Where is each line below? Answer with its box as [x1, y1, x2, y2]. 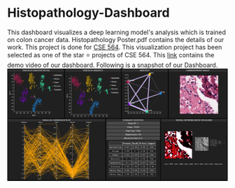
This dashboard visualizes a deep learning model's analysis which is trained [7, 28, 226, 36]
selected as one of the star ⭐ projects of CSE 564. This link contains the [7, 50, 215, 59]
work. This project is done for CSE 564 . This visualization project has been [7, 43, 222, 51]
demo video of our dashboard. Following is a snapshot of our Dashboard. [7, 61, 218, 69]
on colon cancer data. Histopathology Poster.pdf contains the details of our [7, 35, 225, 43]
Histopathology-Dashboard [7, 5, 170, 21]
